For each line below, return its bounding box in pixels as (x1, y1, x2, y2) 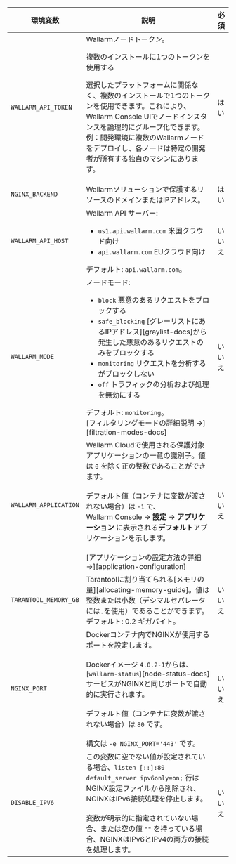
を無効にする (98, 390, 140, 400)
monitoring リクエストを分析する (98, 358, 206, 368)
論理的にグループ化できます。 (107, 122, 205, 132)
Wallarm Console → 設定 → (86, 512, 176, 522)
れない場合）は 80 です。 (86, 719, 167, 729)
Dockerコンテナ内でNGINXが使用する (86, 630, 210, 639)
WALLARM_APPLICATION (11, 502, 79, 509)
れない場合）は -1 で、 (86, 502, 160, 511)
